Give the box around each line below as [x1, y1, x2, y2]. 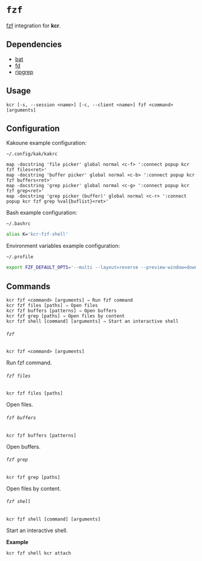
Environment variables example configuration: [6, 242, 120, 250]
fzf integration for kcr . [6, 22, 61, 29]
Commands [6, 281, 51, 291]
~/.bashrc [6, 221, 31, 227]
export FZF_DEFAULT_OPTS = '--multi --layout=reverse [6, 264, 138, 271]
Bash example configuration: [6, 209, 78, 217]
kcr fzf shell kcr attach [6, 550, 71, 556]
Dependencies [6, 39, 62, 49]
